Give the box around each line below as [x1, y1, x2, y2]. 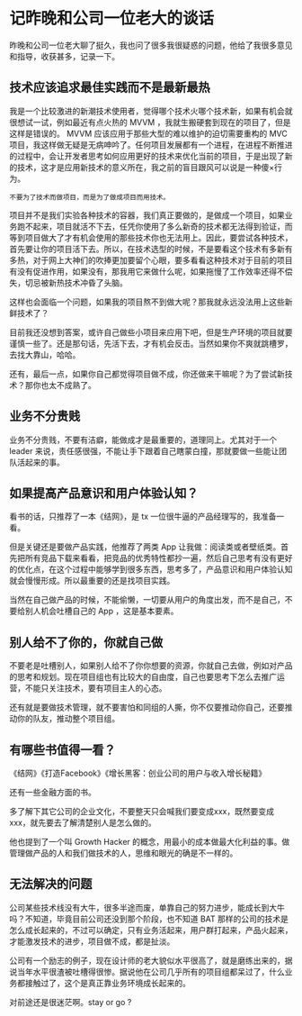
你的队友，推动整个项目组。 [16, 713, 120, 724]
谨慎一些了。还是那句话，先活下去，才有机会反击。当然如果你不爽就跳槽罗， [9, 338, 293, 349]
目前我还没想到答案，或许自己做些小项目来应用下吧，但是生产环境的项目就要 [9, 326, 293, 338]
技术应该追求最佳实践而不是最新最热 [9, 80, 210, 95]
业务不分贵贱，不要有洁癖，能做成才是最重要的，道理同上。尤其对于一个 [9, 434, 277, 445]
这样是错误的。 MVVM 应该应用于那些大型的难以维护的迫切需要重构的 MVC [9, 128, 288, 139]
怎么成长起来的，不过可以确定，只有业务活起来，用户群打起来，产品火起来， [9, 924, 293, 935]
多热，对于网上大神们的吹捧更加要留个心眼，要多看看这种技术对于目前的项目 [9, 254, 293, 266]
